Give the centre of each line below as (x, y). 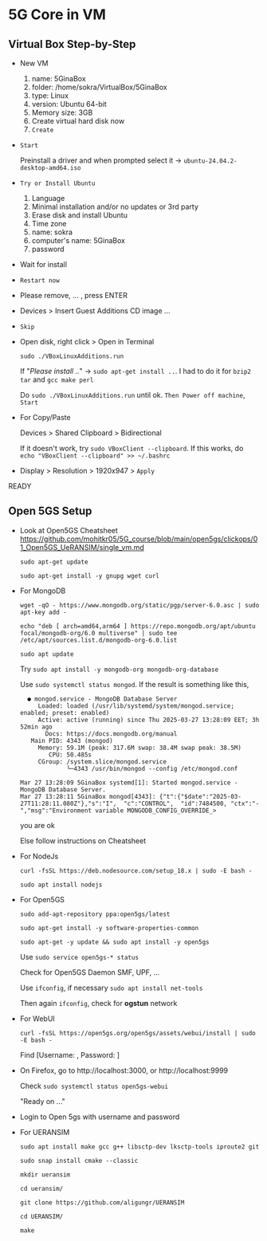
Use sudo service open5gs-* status (79, 956)
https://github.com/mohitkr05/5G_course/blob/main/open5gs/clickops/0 (139, 539)
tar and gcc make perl (57, 379)
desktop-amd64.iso (50, 168)
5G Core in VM (57, 15)
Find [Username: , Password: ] (70, 1054)
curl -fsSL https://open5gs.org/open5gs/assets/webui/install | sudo (138, 1033)
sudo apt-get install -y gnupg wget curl (89, 575)
